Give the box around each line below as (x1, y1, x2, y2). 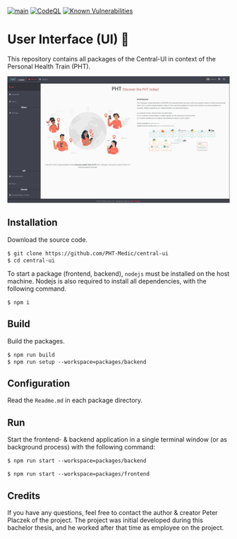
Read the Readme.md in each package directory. (7, 396, 143, 405)
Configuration (7, 377, 71, 389)
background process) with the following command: (7, 443, 155, 452)
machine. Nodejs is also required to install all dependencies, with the (7, 277, 207, 285)
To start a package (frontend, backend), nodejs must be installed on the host (7, 269, 230, 278)
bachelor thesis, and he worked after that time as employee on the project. (7, 523, 224, 532)
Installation (7, 217, 58, 229)
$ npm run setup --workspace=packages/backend (7, 358, 147, 365)
